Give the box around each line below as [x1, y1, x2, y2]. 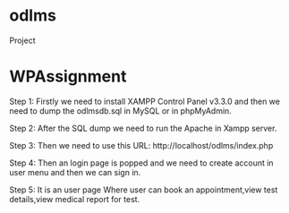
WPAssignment [9, 66, 127, 87]
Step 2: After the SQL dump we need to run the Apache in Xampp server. [9, 123, 277, 133]
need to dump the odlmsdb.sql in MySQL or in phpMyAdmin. [9, 105, 233, 116]
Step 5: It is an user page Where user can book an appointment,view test [9, 184, 278, 195]
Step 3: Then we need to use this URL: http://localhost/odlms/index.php [9, 140, 274, 150]
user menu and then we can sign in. [9, 166, 141, 177]
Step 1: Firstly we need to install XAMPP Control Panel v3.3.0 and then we [9, 96, 280, 106]
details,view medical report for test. [9, 193, 140, 204]
